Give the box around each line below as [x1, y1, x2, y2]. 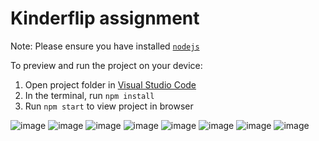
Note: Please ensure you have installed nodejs [10, 40, 200, 52]
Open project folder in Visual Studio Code [24, 78, 197, 91]
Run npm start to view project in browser [24, 100, 194, 112]
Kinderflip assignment [10, 7, 200, 30]
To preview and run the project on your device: [10, 59, 203, 71]
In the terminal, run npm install [24, 89, 155, 101]
